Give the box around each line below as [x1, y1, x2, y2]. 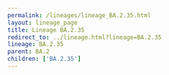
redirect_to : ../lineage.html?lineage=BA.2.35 [7, 33, 162, 41]
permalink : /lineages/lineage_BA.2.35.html [7, 11, 152, 20]
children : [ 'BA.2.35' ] [7, 55, 81, 63]
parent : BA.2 [7, 48, 50, 55]
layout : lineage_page [7, 19, 78, 27]
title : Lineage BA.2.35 [7, 26, 85, 34]
